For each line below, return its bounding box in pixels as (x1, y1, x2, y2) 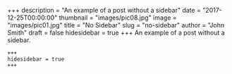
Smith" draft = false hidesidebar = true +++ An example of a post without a (7, 28, 226, 37)
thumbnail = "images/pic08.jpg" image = (59, 13, 178, 22)
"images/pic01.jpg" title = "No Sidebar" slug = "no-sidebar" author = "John (7, 21, 224, 29)
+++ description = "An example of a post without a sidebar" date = (7, 6, 201, 14)
